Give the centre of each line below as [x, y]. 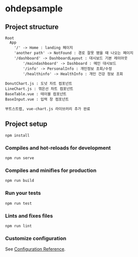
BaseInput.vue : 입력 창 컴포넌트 [37, 99]
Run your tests [23, 193]
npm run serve [20, 158]
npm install [17, 135]
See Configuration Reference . [35, 249]
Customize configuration [36, 238]
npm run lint [19, 226]
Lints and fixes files [29, 215]
